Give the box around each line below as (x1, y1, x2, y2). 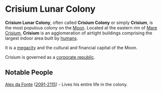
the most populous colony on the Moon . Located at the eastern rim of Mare (5, 24, 157, 30)
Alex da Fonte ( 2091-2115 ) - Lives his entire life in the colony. (5, 81, 128, 87)
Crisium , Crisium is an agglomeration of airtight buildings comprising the (5, 30, 153, 36)
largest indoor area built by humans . (5, 35, 79, 41)
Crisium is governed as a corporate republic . (5, 54, 95, 60)
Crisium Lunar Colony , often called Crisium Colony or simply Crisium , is (5, 20, 153, 25)
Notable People (5, 69, 53, 77)
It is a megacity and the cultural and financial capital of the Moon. (5, 45, 137, 50)
